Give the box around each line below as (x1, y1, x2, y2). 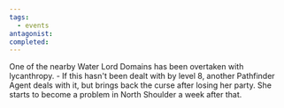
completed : (9, 37, 50, 47)
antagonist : (9, 29, 53, 38)
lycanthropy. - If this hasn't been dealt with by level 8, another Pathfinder (9, 71, 276, 82)
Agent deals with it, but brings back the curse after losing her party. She (9, 80, 272, 90)
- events (17, 21, 50, 30)
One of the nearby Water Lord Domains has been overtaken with (9, 61, 244, 72)
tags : (9, 12, 29, 22)
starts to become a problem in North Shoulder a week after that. (9, 90, 242, 100)
